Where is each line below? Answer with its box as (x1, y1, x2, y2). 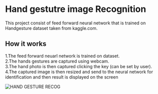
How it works (5, 40, 47, 48)
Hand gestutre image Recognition (5, 3, 146, 15)
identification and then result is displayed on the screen (5, 74, 118, 80)
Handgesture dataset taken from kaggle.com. (5, 25, 98, 31)
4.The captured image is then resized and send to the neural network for (5, 69, 154, 75)
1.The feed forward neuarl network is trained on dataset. (5, 53, 120, 59)
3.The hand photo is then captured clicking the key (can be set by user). (5, 63, 153, 69)
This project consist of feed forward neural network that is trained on (5, 20, 146, 26)
